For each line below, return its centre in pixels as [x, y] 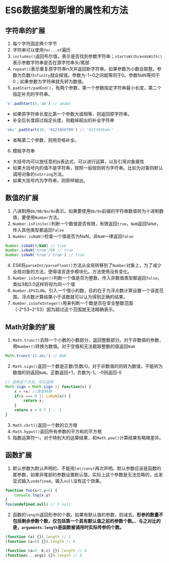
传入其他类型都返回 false [38, 230]
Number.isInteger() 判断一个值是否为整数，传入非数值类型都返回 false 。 [87, 278]
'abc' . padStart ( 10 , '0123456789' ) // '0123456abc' [60, 130]
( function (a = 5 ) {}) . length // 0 [40, 542]
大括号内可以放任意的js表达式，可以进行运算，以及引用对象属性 [78, 161]
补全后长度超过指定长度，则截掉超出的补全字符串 [63, 120]
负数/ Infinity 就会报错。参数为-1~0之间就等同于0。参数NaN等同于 [91, 75]
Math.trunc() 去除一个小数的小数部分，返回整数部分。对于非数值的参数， [88, 340]
